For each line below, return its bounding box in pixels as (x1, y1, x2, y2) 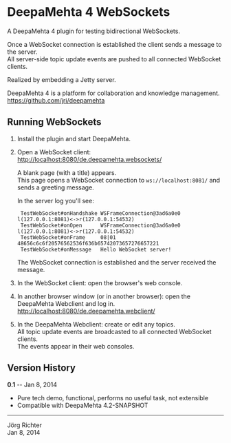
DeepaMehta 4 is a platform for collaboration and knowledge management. (7, 89, 220, 97)
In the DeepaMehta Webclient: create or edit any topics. (16, 320, 175, 328)
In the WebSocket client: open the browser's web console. (16, 278, 183, 287)
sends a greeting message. (16, 183, 94, 192)
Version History (7, 362, 76, 374)
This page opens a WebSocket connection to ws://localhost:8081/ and (16, 176, 221, 184)
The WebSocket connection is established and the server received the (16, 258, 217, 266)
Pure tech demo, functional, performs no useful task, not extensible (16, 393, 208, 402)
